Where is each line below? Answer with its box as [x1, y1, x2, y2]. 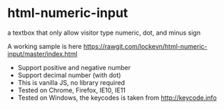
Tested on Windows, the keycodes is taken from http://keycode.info [17, 93, 218, 102]
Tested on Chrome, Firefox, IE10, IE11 [17, 86, 126, 94]
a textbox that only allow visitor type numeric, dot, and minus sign [7, 28, 201, 37]
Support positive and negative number [17, 63, 131, 71]
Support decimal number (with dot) [17, 71, 121, 79]
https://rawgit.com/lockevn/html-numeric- [83, 42, 208, 50]
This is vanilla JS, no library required [17, 78, 125, 86]
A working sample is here [7, 42, 82, 50]
